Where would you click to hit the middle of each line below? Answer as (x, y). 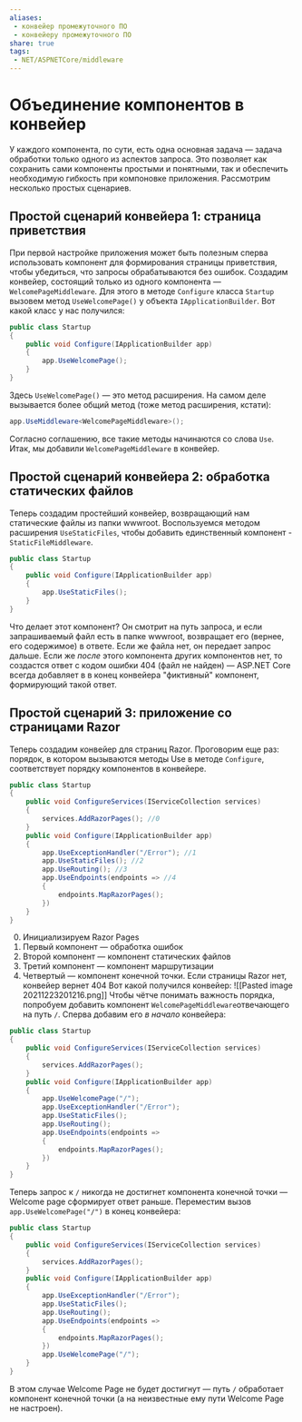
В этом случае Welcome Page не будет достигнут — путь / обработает (146, 1388)
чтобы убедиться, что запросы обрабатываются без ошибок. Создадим (149, 272)
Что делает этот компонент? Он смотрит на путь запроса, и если (136, 627)
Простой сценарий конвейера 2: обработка (140, 477)
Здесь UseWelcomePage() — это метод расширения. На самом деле (138, 395)
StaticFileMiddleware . (51, 542)
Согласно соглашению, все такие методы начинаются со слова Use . (142, 439)
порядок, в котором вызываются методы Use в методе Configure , (137, 758)
